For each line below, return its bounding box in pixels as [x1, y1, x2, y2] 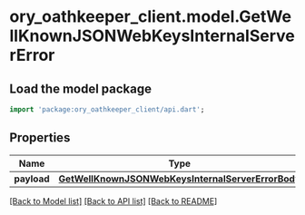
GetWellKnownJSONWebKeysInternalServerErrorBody [58, 172, 301, 185]
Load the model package [9, 81, 152, 96]
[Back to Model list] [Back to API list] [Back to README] [9, 195, 218, 206]
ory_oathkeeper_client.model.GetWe [9, 6, 292, 27]
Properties [9, 130, 71, 146]
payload [14, 172, 50, 185]
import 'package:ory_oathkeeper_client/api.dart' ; [9, 105, 205, 114]
